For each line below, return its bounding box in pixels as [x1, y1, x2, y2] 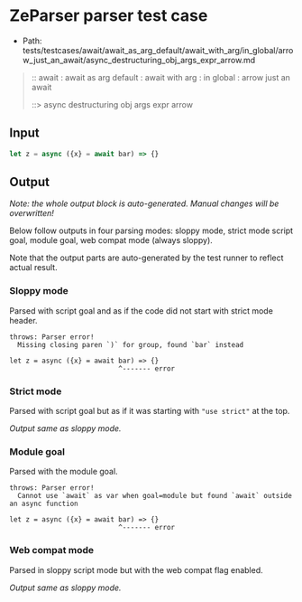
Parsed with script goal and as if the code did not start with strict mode [9, 305, 273, 316]
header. [9, 315, 38, 325]
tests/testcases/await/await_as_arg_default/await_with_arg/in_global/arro [22, 44, 294, 55]
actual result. [9, 262, 58, 273]
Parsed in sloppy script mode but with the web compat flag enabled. [9, 564, 263, 575]
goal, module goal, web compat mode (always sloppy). [9, 235, 214, 246]
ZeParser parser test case [9, 5, 208, 26]
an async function [9, 499, 78, 509]
